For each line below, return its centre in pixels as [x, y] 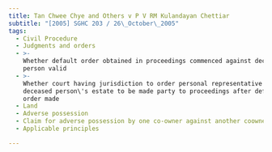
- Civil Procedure [47, 38]
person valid [45, 69]
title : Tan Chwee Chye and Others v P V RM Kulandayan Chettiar [119, 16]
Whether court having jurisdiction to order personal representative [143, 83]
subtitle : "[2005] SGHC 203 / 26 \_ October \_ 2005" [94, 23]
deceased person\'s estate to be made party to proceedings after [137, 91]
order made [41, 99]
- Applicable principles [57, 129]
